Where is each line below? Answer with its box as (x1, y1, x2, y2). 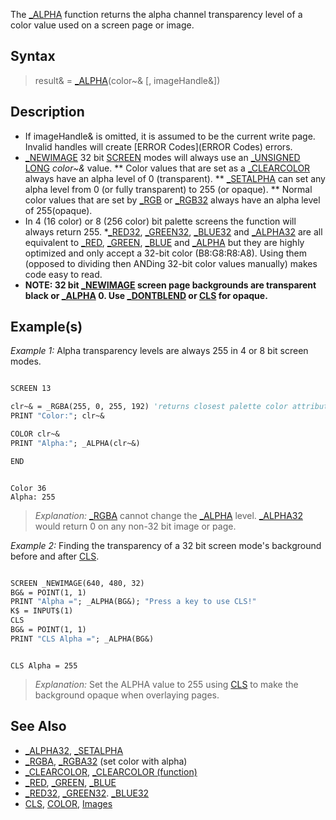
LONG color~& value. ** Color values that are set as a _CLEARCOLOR (24, 162, 311, 174)
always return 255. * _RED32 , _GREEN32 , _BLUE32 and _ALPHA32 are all (24, 225, 323, 238)
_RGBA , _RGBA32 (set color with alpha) (24, 755, 188, 767)
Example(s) (10, 319, 83, 336)
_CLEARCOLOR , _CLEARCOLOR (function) (24, 765, 198, 778)
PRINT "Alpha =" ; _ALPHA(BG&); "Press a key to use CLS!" (10, 597, 257, 607)
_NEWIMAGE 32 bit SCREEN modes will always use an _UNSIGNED (24, 151, 301, 163)
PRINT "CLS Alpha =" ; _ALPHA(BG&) (10, 634, 155, 644)
